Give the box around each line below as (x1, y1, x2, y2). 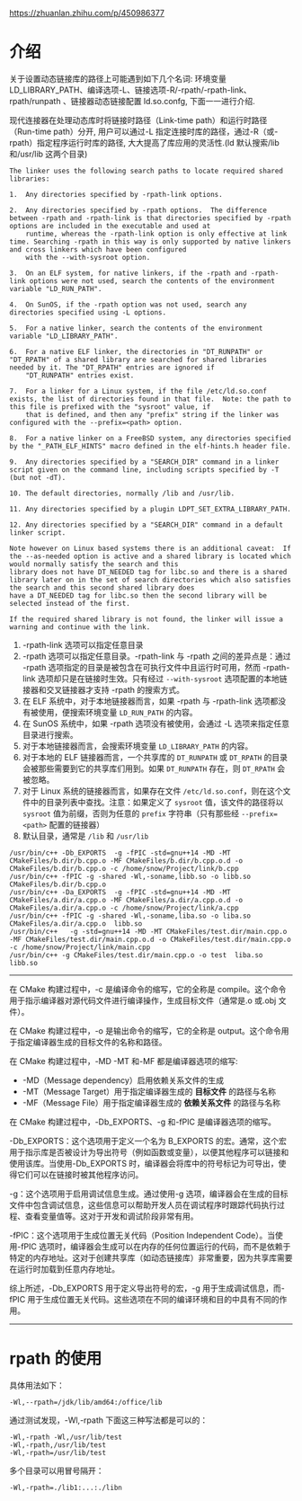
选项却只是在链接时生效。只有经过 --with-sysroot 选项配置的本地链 (37, 673, 288, 684)
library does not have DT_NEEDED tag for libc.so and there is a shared (9, 567, 288, 576)
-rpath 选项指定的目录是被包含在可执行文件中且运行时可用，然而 (22, 662, 262, 672)
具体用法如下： (9, 1380, 65, 1390)
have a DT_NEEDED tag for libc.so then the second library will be (9, 591, 268, 600)
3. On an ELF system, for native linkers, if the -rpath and (9, 269, 247, 278)
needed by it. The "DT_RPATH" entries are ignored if (9, 363, 216, 372)
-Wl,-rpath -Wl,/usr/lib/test (9, 1433, 123, 1442)
